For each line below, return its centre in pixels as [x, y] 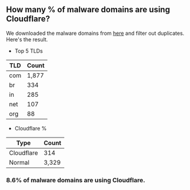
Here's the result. [27, 39]
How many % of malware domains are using [88, 10]
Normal [19, 162]
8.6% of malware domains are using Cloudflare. [76, 180]
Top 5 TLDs [29, 51]
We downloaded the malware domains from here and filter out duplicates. [95, 33]
